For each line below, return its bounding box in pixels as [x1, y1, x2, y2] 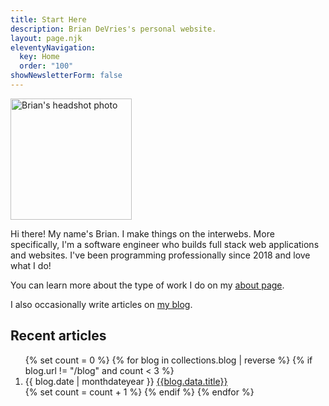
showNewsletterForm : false [10, 71, 123, 81]
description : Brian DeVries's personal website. [10, 24, 217, 34]
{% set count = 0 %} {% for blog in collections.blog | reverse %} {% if [24, 354, 313, 366]
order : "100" [19, 61, 74, 71]
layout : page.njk [10, 33, 83, 43]
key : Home [19, 52, 60, 62]
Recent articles [10, 327, 107, 345]
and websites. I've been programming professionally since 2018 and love [10, 249, 311, 261]
